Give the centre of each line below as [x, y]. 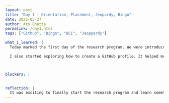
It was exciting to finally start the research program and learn [81, 93]
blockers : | [18, 74]
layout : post [19, 10]
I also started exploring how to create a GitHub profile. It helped [84, 56]
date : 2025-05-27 [23, 19]
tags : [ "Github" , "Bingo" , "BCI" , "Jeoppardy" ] [56, 33]
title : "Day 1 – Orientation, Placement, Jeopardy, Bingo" [68, 15]
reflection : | [20, 88]
